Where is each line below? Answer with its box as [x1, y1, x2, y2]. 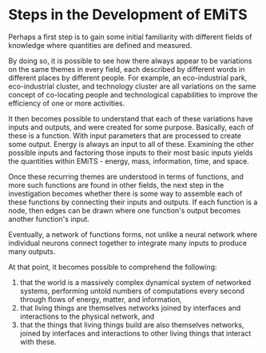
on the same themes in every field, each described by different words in [8, 64, 245, 73]
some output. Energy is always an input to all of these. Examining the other [8, 139, 254, 149]
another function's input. [8, 214, 89, 224]
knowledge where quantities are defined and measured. [8, 40, 193, 50]
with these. [19, 337, 58, 347]
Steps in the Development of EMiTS [8, 6, 248, 24]
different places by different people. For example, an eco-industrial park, [8, 73, 248, 82]
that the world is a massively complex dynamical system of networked [19, 277, 252, 287]
